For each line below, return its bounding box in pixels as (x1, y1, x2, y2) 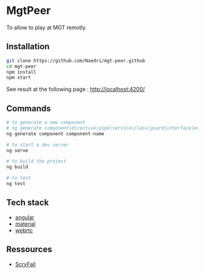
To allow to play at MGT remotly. (6, 24, 87, 31)
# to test (6, 175, 32, 181)
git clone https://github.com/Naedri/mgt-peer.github (6, 57, 146, 64)
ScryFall (15, 260, 36, 268)
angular (15, 214, 35, 221)
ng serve (6, 147, 29, 153)
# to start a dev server (6, 141, 69, 148)
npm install (6, 69, 36, 75)
